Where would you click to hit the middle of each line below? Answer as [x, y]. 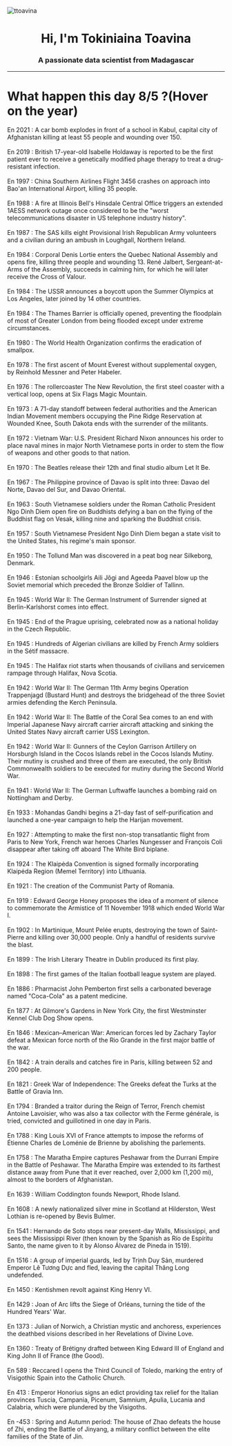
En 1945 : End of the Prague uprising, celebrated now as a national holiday [113, 622]
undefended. [25, 1275]
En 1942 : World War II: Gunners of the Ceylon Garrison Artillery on [102, 747]
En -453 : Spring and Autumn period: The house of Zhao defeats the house [114, 1422]
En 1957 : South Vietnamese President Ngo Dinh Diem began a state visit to [114, 534]
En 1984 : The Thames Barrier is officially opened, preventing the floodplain [115, 314]
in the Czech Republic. [39, 629]
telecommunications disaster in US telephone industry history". [97, 218]
